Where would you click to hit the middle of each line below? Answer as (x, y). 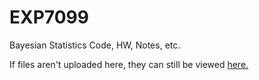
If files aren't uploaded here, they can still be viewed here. (129, 64)
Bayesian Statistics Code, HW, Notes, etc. (95, 45)
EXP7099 (49, 17)
